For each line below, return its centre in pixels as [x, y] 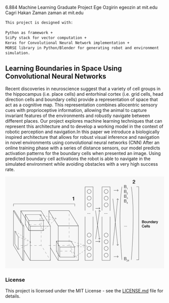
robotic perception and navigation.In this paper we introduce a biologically [82, 132]
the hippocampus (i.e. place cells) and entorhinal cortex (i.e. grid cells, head [84, 94]
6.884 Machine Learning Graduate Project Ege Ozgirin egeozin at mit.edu [81, 7]
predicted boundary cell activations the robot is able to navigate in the [78, 159]
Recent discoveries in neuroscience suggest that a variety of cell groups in [83, 89]
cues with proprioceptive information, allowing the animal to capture [76, 110]
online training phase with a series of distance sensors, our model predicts [83, 148]
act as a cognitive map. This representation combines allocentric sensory [81, 105]
